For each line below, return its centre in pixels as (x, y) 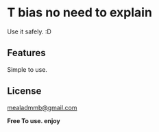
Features (26, 53)
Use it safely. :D (29, 31)
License (24, 91)
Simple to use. (27, 69)
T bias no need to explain (80, 13)
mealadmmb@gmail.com (42, 107)
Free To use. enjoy (34, 120)
